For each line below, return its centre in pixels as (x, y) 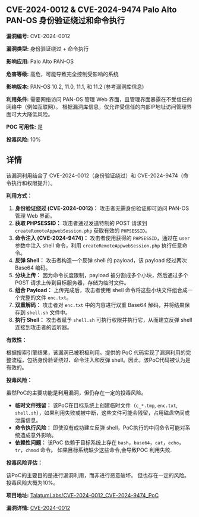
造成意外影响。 (38, 435)
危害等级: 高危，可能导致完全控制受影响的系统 (62, 74)
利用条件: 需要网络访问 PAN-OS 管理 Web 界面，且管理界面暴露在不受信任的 (99, 99)
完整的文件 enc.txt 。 (46, 297)
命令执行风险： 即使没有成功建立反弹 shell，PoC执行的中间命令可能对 (100, 427)
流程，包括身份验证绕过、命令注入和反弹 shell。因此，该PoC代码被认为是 (101, 360)
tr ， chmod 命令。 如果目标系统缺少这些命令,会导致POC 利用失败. (93, 450)
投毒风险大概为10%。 (32, 482)
